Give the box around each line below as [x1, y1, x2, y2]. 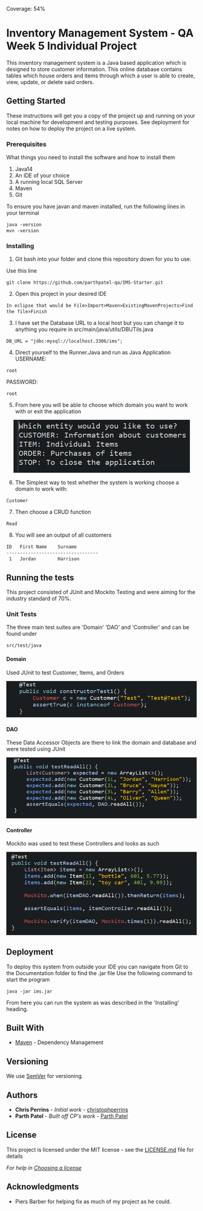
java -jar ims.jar [6, 988, 53, 994]
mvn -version [6, 228, 39, 234]
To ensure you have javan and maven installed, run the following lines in [6, 203, 185, 211]
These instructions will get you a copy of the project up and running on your [6, 112, 195, 119]
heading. [6, 1005, 28, 1013]
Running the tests [6, 572, 74, 583]
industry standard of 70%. [6, 595, 71, 602]
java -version [6, 222, 42, 228]
